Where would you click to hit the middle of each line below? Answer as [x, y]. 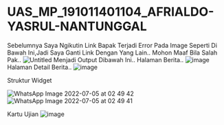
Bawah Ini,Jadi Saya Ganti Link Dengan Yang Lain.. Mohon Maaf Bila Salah [112, 53]
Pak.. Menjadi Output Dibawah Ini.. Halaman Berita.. [96, 59]
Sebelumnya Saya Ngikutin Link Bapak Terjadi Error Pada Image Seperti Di [112, 45]
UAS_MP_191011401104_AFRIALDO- [111, 12]
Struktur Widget [30, 80]
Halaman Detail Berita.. [40, 67]
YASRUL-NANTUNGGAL [77, 26]
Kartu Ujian [23, 114]
